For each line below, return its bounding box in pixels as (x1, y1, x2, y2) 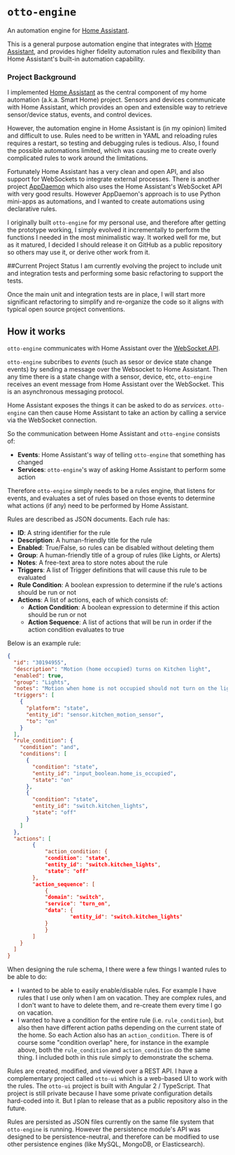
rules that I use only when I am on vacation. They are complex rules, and (17, 994, 227, 1002)
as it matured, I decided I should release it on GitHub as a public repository (7, 241, 222, 249)
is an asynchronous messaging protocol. (7, 388, 124, 396)
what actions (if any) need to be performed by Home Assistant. (7, 501, 189, 510)
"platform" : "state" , (25, 705, 90, 712)
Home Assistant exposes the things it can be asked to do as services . (7, 401, 208, 410)
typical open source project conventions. (7, 305, 126, 313)
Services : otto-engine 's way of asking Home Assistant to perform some (17, 466, 226, 474)
